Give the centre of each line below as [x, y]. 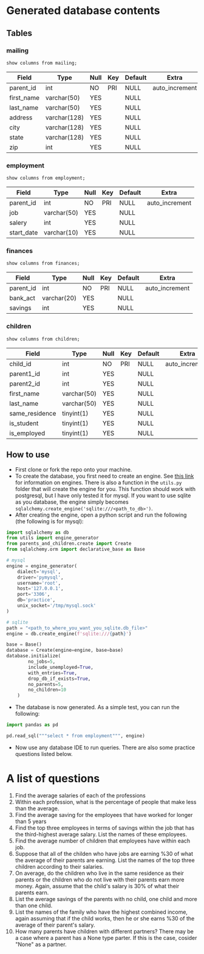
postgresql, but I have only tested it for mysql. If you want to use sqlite [103, 495]
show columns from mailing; [42, 63]
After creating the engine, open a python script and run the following [101, 515]
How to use [28, 455]
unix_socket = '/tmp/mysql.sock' [57, 606]
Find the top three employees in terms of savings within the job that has [105, 828]
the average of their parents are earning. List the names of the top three [105, 860]
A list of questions [53, 779]
